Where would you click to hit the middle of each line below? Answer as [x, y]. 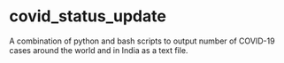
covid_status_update [88, 16]
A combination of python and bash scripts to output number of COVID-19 [142, 41]
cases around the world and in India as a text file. [99, 50]
